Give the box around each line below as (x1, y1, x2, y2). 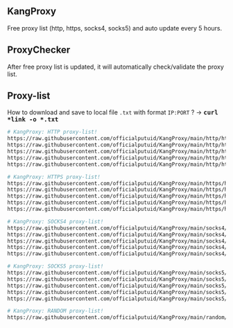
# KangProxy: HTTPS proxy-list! (7, 173, 101, 180)
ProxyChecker (7, 44, 71, 56)
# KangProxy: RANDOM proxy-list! (7, 308, 104, 315)
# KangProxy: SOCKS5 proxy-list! (7, 263, 104, 270)
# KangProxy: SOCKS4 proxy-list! (7, 218, 104, 225)
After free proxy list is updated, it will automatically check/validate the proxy (7, 62, 224, 71)
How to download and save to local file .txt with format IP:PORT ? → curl (7, 108, 218, 116)
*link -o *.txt (7, 116, 59, 123)
